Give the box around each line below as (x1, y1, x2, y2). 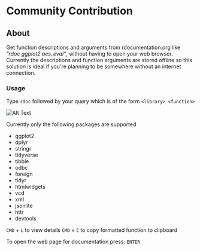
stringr (14, 145, 32, 152)
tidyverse (14, 151, 38, 159)
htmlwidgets (14, 183, 46, 191)
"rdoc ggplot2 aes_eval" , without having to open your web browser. (6, 50, 173, 57)
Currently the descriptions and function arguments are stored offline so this (6, 57, 193, 63)
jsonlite (14, 202, 33, 210)
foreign (14, 170, 33, 177)
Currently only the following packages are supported (6, 121, 137, 128)
